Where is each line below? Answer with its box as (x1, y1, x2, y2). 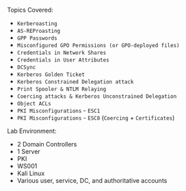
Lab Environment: (7, 127, 57, 135)
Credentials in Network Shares (16, 49, 107, 56)
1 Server (16, 147, 41, 155)
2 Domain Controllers (16, 140, 77, 148)
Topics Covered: (7, 6, 53, 14)
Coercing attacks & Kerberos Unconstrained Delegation (16, 93, 177, 100)
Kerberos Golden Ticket (16, 71, 85, 78)
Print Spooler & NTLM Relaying (16, 86, 107, 92)
